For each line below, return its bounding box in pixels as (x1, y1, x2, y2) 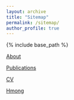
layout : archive (6, 8, 46, 15)
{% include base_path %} (6, 41, 69, 49)
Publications (6, 64, 37, 72)
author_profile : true (6, 25, 60, 31)
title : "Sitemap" (6, 14, 49, 20)
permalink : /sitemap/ (6, 20, 60, 25)
